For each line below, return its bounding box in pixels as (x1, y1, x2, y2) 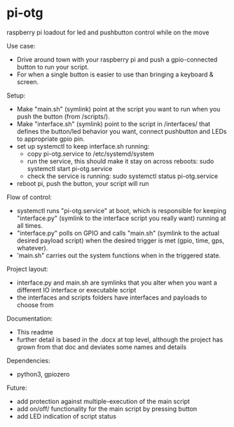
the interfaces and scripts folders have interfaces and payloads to (16, 293, 207, 301)
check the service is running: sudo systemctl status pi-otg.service (27, 172, 219, 180)
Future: (6, 384, 27, 392)
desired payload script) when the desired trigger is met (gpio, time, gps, (16, 236, 225, 245)
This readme (16, 327, 54, 336)
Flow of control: (6, 193, 52, 201)
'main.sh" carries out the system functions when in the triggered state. (16, 251, 221, 259)
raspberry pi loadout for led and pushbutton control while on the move (6, 28, 209, 36)
